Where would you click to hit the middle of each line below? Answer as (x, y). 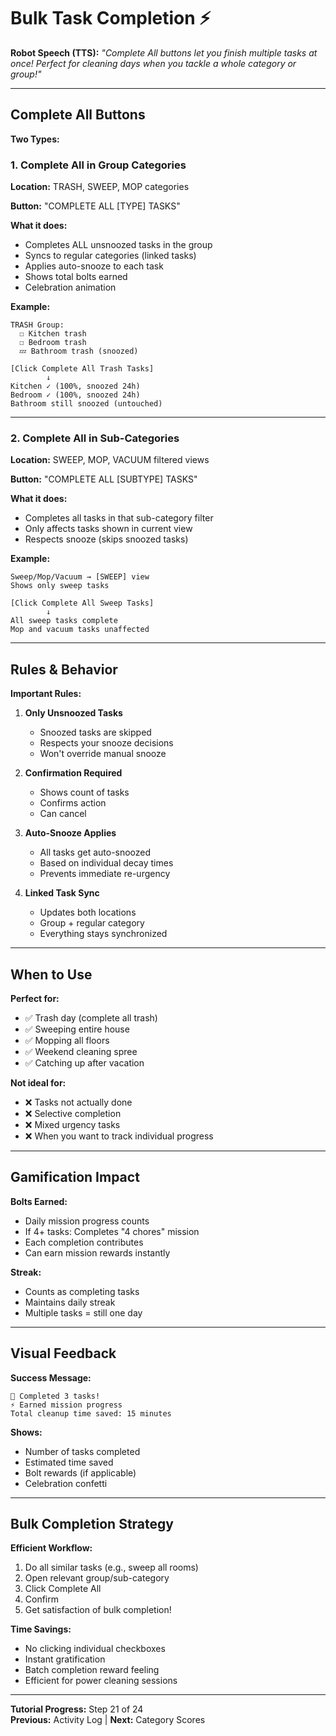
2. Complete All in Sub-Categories (95, 438)
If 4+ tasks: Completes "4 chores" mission (112, 1231)
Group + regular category (92, 923)
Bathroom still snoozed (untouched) (86, 404)
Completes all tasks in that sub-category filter (119, 518)
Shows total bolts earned (76, 277)
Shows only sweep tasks (60, 586)
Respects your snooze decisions (106, 743)
